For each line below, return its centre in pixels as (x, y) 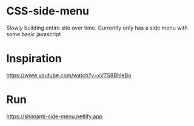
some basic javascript (34, 34)
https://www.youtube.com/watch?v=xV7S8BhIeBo (69, 75)
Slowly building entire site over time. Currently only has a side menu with (97, 28)
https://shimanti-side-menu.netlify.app (55, 116)
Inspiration (34, 59)
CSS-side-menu (48, 11)
